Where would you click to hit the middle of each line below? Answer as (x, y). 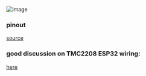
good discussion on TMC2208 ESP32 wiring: (73, 54)
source (15, 38)
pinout (16, 25)
